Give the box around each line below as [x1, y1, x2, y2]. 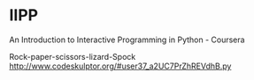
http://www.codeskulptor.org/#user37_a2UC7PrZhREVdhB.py [9, 61, 232, 71]
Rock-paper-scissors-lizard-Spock [9, 51, 136, 62]
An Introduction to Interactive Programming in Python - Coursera [9, 34, 245, 45]
